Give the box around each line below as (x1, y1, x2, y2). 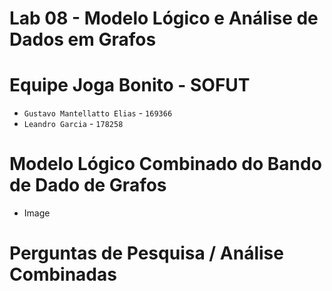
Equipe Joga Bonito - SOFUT (9, 74, 251, 97)
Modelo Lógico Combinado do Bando (9, 153, 322, 176)
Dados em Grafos (9, 28, 157, 51)
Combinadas (9, 263, 117, 286)
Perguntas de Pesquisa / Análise (9, 242, 284, 265)
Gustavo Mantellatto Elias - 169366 (23, 107, 173, 119)
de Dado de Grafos (9, 174, 167, 197)
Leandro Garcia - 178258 (23, 118, 124, 130)
